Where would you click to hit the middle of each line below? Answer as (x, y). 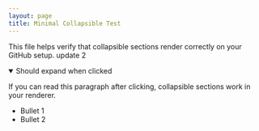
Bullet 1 (32, 111)
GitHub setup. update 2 (47, 55)
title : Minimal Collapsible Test (65, 23)
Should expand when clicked (64, 70)
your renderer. (32, 95)
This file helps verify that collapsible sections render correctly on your (125, 46)
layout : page (30, 16)
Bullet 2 (33, 119)
